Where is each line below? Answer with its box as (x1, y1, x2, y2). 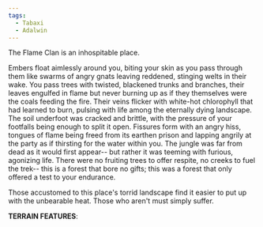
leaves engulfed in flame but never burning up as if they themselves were (8, 89, 247, 98)
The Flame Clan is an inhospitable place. (8, 48, 141, 58)
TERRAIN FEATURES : (8, 211, 79, 221)
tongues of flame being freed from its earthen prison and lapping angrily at (8, 131, 252, 140)
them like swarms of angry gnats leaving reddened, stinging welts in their (8, 72, 247, 81)
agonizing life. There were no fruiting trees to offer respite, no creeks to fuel (8, 156, 255, 165)
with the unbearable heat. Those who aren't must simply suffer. (8, 196, 215, 206)
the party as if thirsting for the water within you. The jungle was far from (8, 139, 243, 149)
